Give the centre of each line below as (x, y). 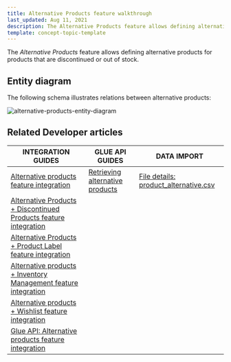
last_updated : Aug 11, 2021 (47, 20)
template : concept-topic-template (57, 33)
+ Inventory (29, 274)
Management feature (45, 282)
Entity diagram (39, 81)
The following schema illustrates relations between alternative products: (109, 98)
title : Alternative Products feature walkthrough (80, 13)
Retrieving (105, 172)
